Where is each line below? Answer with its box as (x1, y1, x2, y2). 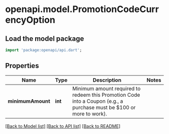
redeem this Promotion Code (72, 91, 140, 98)
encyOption (5, 14, 55, 26)
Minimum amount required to (72, 85, 141, 92)
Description (93, 77, 122, 84)
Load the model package (5, 34, 84, 43)
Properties (5, 61, 39, 70)
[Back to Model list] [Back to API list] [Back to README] (5, 123, 121, 129)
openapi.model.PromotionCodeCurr (5, 4, 159, 15)
